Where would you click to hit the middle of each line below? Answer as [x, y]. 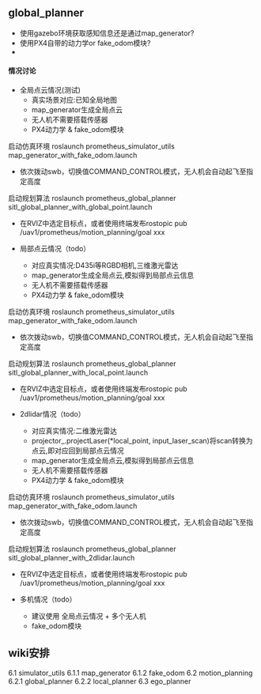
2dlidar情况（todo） [52, 414]
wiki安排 [29, 653]
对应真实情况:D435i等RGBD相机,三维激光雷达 [105, 266]
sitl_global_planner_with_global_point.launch [80, 207]
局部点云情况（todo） [55, 249]
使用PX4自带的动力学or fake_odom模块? [85, 43]
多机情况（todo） [48, 599]
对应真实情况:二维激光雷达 [74, 431]
